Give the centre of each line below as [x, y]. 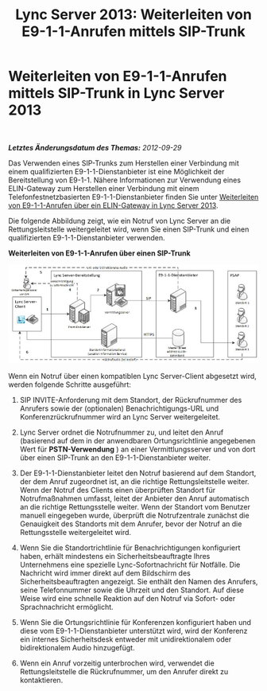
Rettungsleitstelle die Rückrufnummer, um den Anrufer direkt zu [124, 671]
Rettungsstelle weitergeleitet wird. [75, 532]
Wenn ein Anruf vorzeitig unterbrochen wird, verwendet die [117, 663]
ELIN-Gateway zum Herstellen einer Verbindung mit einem [104, 188]
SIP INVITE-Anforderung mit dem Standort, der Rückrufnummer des [131, 400]
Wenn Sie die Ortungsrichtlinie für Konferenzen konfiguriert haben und [135, 622]
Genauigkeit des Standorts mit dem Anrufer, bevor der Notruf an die [131, 524]
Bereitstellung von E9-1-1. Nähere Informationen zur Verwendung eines [124, 180]
